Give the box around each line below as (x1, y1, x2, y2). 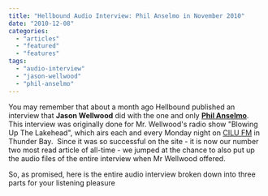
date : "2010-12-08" (8, 19, 75, 28)
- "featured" (15, 42, 60, 50)
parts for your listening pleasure (8, 177, 115, 187)
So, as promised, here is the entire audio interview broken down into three (8, 169, 256, 179)
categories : (8, 27, 49, 35)
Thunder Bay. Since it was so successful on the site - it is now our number (8, 136, 259, 146)
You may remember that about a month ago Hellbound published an (8, 102, 236, 112)
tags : (8, 58, 27, 66)
